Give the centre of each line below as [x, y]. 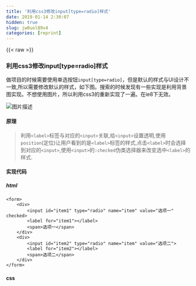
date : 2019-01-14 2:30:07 [37, 17]
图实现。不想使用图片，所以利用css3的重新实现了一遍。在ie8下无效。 [90, 95]
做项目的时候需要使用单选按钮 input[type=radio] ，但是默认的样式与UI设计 [95, 80]
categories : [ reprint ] [34, 33]
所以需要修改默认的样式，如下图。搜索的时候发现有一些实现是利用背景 [102, 87]
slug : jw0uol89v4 [27, 28]
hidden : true [22, 22]
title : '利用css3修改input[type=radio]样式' [59, 11]
